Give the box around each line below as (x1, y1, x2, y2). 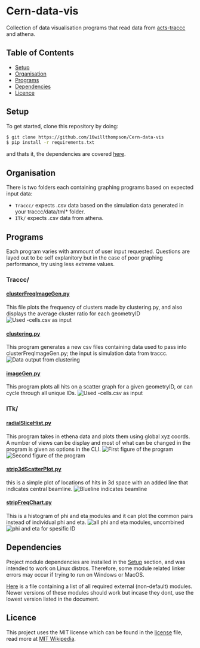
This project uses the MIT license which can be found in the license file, (6, 628, 183, 636)
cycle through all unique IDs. (6, 390, 76, 397)
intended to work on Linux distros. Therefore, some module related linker (6, 565, 186, 572)
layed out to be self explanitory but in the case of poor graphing (6, 254, 163, 261)
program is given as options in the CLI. (6, 445, 101, 453)
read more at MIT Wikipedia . (6, 635, 76, 642)
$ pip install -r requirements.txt (6, 140, 95, 146)
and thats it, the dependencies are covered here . (6, 150, 126, 158)
